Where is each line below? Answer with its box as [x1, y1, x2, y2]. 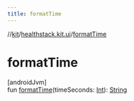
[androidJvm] [7, 78, 48, 86]
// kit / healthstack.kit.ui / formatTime [7, 30, 107, 38]
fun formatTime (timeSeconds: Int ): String [7, 85, 128, 94]
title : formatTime [7, 10, 62, 18]
